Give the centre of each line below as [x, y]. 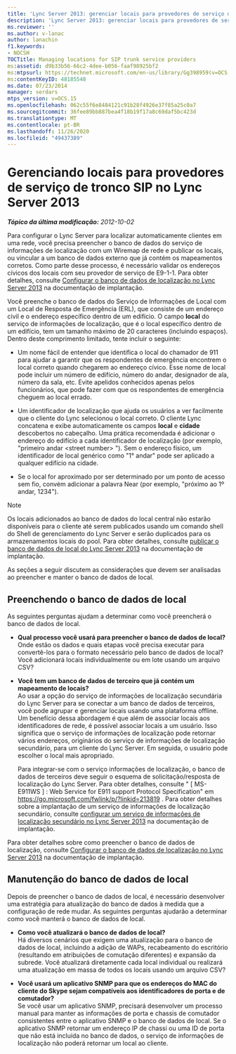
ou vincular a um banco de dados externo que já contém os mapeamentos [115, 258]
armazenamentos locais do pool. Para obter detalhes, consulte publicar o [113, 541]
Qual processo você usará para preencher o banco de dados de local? [122, 637]
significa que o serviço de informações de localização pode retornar [116, 733]
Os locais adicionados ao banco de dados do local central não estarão [109, 519]
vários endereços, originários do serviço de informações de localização [121, 741]
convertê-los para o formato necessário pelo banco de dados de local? [120, 652]
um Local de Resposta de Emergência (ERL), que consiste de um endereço [116, 309]
